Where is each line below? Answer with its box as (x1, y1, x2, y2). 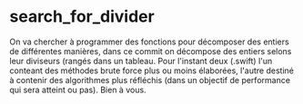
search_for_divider (9, 6, 155, 27)
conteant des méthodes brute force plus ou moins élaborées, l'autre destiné (9, 65, 294, 76)
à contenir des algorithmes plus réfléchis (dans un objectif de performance (9, 74, 291, 85)
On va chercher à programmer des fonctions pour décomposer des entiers (9, 36, 289, 47)
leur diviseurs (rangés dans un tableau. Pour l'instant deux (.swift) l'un (9, 55, 273, 66)
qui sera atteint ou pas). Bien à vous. (9, 84, 147, 95)
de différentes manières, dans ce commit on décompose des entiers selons (9, 45, 292, 56)
